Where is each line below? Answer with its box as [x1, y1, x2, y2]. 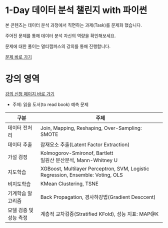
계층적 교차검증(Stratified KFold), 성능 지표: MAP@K [40, 210, 159, 217]
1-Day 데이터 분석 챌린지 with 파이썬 [5, 4, 147, 16]
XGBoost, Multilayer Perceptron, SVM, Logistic [40, 165, 149, 172]
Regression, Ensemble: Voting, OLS [40, 171, 123, 178]
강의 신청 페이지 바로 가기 [5, 90, 55, 96]
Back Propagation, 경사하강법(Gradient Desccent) [40, 193, 156, 200]
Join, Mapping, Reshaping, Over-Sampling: [40, 124, 142, 131]
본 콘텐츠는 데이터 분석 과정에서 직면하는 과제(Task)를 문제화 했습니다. [5, 22, 142, 28]
